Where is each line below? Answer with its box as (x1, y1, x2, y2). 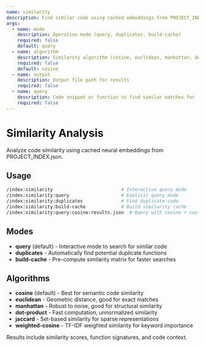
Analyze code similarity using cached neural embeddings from (6, 146, 164, 153)
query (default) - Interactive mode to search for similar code (15, 243, 168, 250)
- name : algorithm (12, 49, 59, 55)
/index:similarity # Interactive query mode (6, 187, 187, 193)
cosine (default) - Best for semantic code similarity (15, 290, 144, 297)
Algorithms (6, 273, 50, 283)
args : (6, 20, 20, 26)
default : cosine (17, 65, 59, 72)
